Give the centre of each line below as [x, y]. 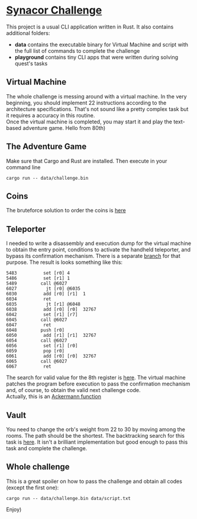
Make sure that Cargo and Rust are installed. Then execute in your [87, 161]
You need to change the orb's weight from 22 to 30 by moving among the [96, 429]
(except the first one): [33, 488]
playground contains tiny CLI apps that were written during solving [96, 57]
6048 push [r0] [35, 330]
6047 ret [29, 325]
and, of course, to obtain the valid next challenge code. [73, 390]
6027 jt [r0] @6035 [43, 289]
